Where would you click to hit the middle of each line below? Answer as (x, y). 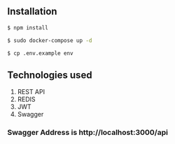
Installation (32, 12)
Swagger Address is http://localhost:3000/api (87, 133)
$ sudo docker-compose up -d (50, 40)
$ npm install (28, 27)
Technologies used (50, 75)
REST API (31, 92)
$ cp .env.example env (40, 53)
